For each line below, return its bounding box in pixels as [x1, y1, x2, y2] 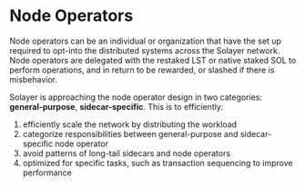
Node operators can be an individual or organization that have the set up [9, 35, 282, 46]
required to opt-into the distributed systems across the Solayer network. [9, 44, 280, 55]
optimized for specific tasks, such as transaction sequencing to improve [22, 157, 293, 168]
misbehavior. [9, 74, 57, 84]
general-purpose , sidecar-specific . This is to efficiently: [9, 101, 224, 112]
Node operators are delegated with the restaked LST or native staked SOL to [9, 54, 297, 65]
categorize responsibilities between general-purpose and [22, 128, 239, 139]
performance [22, 167, 73, 178]
